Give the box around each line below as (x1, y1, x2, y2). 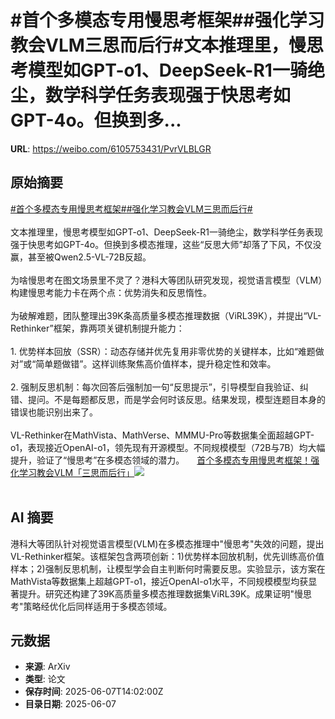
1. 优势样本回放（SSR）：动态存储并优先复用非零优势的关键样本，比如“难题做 (10, 345, 325, 357)
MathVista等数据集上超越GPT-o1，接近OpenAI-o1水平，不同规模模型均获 (10, 575, 309, 587)
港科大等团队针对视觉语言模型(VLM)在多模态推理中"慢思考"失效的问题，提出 (10, 537, 325, 550)
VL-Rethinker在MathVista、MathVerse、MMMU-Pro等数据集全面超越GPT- (10, 429, 315, 441)
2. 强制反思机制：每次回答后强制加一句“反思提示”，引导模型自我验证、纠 (10, 381, 309, 393)
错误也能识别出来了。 (10, 406, 98, 418)
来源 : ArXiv (24, 661, 71, 673)
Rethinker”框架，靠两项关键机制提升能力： (10, 322, 185, 334)
